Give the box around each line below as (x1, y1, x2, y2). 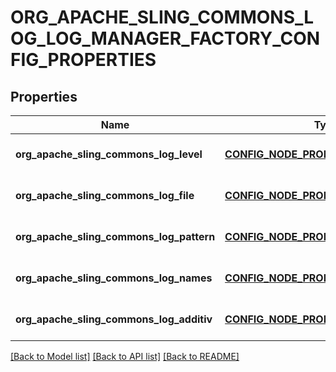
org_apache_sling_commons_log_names (15, 271, 213, 285)
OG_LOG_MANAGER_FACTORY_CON (10, 27, 321, 50)
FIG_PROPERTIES (10, 49, 157, 71)
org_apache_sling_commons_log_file (15, 189, 195, 202)
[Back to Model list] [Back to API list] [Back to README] (10, 351, 240, 362)
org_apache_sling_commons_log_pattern (15, 230, 216, 243)
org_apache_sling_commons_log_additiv (15, 312, 213, 326)
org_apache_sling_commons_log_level (15, 147, 203, 161)
